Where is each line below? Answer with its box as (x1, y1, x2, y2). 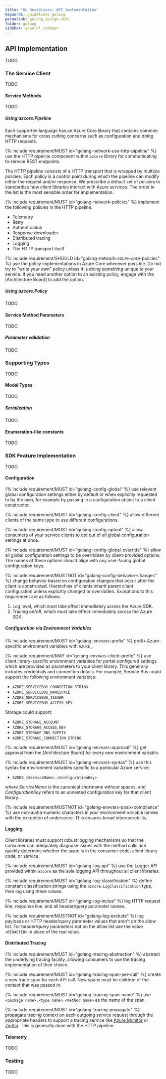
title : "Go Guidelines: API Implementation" (5, 7, 99, 12)
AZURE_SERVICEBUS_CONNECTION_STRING (12, 684, 88, 689)
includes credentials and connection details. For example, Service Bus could (5, 668, 161, 674)
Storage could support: (5, 709, 53, 715)
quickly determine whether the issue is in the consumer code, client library (5, 848, 158, 854)
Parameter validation (5, 334, 50, 340)
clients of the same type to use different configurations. (5, 517, 119, 523)
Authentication (12, 225, 43, 231)
